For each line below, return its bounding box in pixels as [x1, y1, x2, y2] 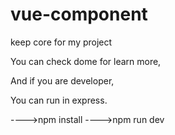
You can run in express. [10, 94, 108, 106]
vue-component [10, 3, 148, 26]
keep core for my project [10, 36, 113, 48]
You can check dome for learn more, [10, 55, 162, 67]
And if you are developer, [10, 74, 115, 87]
